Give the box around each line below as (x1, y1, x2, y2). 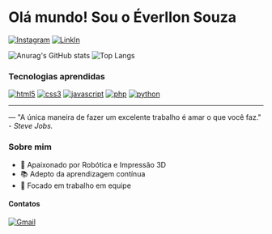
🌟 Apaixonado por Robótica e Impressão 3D (19, 160, 167, 169)
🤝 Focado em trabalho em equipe (19, 181, 132, 190)
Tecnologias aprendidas (8, 70, 105, 82)
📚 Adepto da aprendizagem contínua (19, 168, 146, 178)
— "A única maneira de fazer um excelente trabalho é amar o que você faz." (8, 113, 261, 122)
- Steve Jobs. (8, 121, 53, 131)
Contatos (8, 199, 40, 209)
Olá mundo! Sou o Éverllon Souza (8, 8, 237, 27)
